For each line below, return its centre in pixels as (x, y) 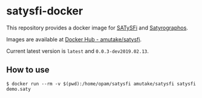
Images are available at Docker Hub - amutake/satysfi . (74, 39)
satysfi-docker (45, 11)
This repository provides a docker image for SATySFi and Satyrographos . (97, 28)
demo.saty (19, 89)
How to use (28, 70)
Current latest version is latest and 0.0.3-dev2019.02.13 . (78, 51)
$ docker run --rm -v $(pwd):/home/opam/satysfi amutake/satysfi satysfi (101, 84)
